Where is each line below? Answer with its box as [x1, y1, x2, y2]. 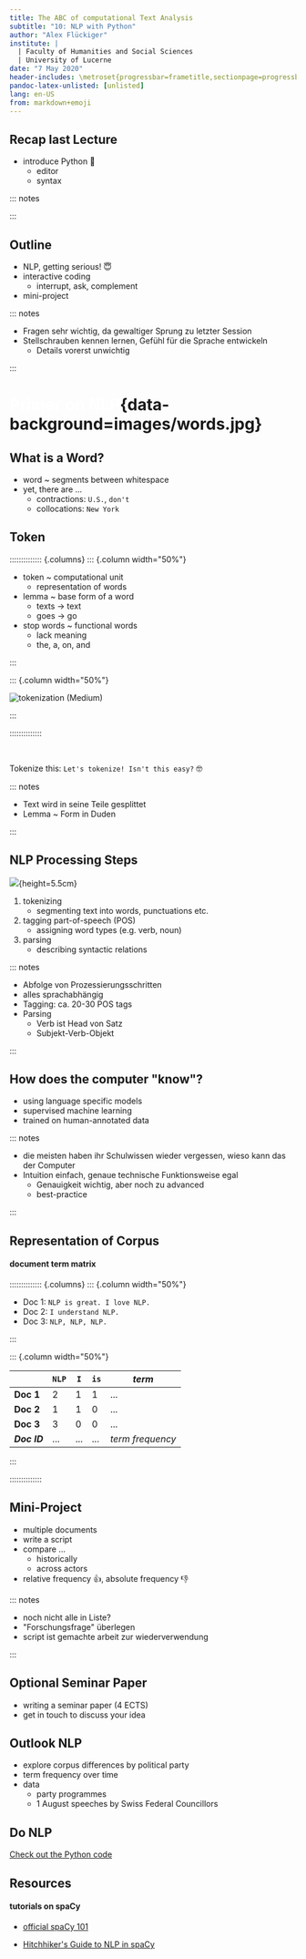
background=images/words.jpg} [9, 414, 262, 435]
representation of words [36, 580, 127, 592]
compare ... [22, 1544, 66, 1554]
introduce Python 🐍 [22, 156, 96, 167]
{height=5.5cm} [18, 877, 77, 888]
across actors [36, 1563, 88, 1574]
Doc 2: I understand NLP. [22, 1307, 120, 1318]
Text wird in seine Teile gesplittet [22, 798, 147, 809]
